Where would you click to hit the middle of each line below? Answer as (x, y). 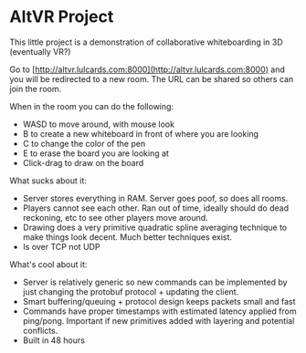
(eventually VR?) (40, 51)
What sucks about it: (48, 181)
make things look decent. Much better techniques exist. (127, 237)
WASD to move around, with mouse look (99, 124)
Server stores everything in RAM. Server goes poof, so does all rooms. (155, 198)
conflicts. (40, 330)
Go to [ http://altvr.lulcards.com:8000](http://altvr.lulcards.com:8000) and (148, 69)
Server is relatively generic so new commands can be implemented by (155, 282)
